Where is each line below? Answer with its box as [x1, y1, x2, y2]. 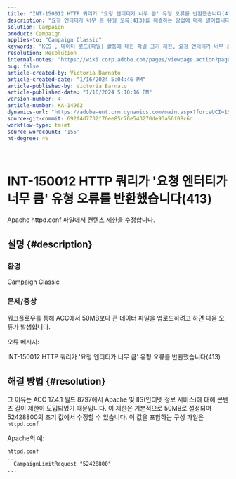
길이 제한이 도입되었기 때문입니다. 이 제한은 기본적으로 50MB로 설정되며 [14, 404, 212, 412]
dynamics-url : [7, 108, 49, 116]
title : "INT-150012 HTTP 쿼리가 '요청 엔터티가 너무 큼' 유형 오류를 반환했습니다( [7, 10, 225, 18]
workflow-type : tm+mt [7, 121, 71, 129]
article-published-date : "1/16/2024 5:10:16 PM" [7, 89, 152, 96]
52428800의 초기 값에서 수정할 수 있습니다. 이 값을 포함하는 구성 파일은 [7, 413, 204, 421]
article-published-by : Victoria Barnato [7, 82, 128, 89]
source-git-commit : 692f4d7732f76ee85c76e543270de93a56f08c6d [7, 115, 193, 122]
